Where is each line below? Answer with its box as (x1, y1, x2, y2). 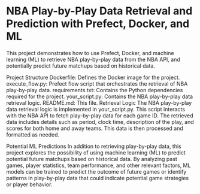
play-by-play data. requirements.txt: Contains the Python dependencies (6, 86, 183, 93)
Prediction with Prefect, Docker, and (6, 17, 190, 31)
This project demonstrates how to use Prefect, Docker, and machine (6, 49, 175, 56)
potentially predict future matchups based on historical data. (6, 62, 156, 69)
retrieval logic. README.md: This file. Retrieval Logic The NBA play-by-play (6, 99, 192, 106)
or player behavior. (6, 181, 53, 188)
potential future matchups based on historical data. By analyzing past (6, 155, 178, 162)
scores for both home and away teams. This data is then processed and (6, 125, 184, 132)
